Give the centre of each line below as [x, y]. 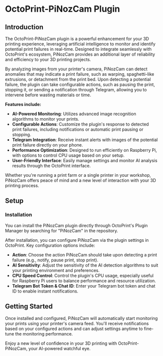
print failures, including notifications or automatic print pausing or [78, 129]
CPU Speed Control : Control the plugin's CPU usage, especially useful [83, 275]
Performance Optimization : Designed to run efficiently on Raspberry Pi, [84, 150]
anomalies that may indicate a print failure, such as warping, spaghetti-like [80, 74]
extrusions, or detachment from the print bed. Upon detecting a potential [78, 79]
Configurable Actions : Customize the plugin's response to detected [81, 124]
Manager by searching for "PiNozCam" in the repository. [62, 230]
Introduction [24, 27]
